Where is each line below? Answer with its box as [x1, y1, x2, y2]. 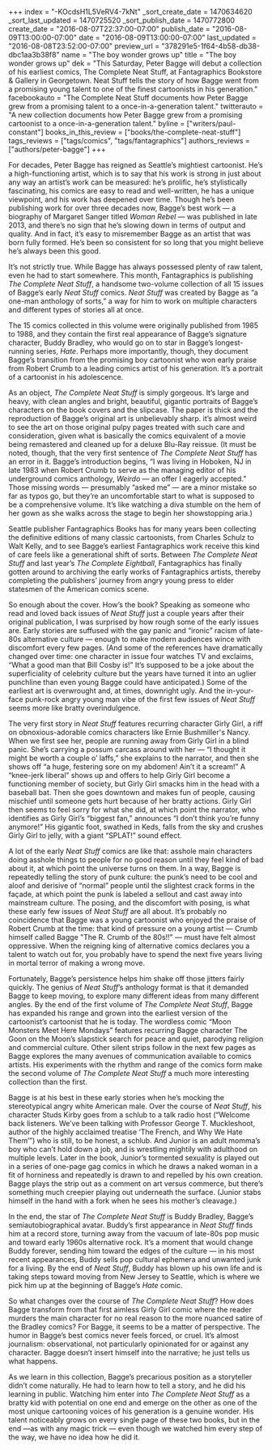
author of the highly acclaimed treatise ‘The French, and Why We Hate [8, 1127, 243, 1137]
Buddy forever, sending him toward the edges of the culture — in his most [8, 1246, 255, 1256]
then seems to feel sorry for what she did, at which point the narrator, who [8, 805, 257, 814]
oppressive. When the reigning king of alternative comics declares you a [8, 941, 250, 950]
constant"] [8, 127, 45, 137]
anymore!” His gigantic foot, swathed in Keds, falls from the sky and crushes [8, 822, 264, 831]
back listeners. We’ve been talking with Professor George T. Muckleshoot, [8, 1119, 256, 1128]
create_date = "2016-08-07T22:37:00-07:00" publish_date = [8, 24, 210, 33]
